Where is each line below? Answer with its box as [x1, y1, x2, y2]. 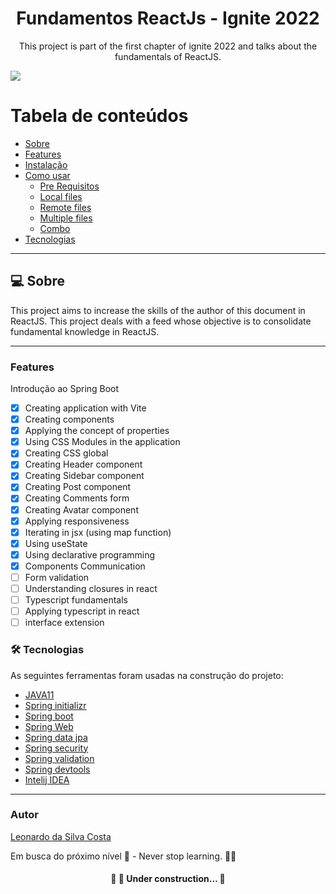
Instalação [24, 158, 68, 171]
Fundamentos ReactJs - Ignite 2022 [16, 7, 320, 30]
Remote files [39, 201, 92, 213]
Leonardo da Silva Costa [10, 830, 112, 842]
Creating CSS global [24, 447, 109, 459]
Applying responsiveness [24, 515, 130, 527]
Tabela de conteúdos [10, 105, 189, 127]
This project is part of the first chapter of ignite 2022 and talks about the [18, 40, 318, 52]
